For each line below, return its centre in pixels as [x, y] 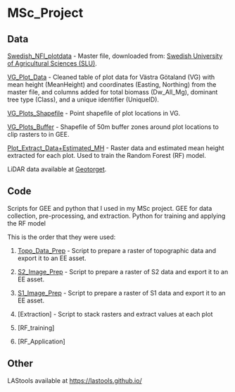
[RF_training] [36, 327]
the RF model [26, 223]
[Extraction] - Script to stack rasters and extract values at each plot [115, 314]
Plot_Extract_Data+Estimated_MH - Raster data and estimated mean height [116, 148]
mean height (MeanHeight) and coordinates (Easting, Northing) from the [112, 85]
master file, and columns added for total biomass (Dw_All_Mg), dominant [113, 92]
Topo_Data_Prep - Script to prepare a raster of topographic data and [117, 250]
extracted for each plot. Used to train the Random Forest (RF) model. [107, 155]
